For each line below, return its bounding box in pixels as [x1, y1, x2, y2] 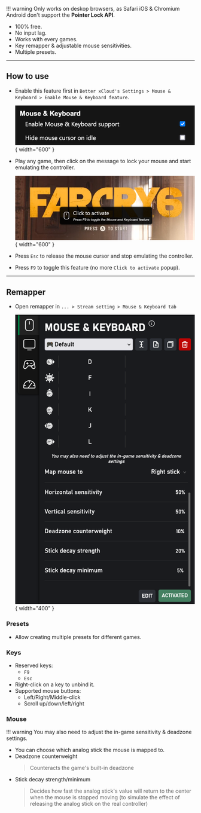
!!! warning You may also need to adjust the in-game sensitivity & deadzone [6, 729, 192, 736]
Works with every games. [14, 36, 78, 42]
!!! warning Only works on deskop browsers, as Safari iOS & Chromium [6, 5, 180, 12]
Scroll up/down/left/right [23, 699, 85, 707]
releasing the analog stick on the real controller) [29, 800, 148, 808]
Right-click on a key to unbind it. [14, 681, 95, 688]
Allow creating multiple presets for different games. [14, 633, 142, 640]
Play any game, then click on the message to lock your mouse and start [14, 157, 191, 164]
